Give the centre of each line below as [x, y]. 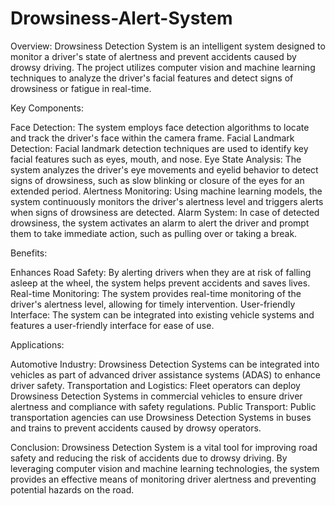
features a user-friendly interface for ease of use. [112, 325]
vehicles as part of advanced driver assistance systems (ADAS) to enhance [166, 374]
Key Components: [47, 108]
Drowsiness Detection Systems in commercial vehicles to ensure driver [156, 396]
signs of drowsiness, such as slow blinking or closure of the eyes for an [157, 180]
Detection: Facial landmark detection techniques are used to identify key [159, 148]
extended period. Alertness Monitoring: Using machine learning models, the [166, 191]
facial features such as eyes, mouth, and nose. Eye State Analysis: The [156, 159]
